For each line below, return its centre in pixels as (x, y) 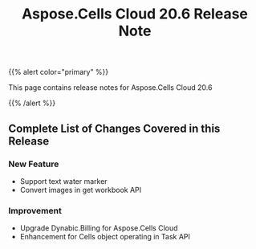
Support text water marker (63, 181)
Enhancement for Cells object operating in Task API (105, 237)
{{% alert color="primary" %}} (59, 72)
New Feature (34, 164)
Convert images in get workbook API (81, 190)
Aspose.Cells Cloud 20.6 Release (135, 14)
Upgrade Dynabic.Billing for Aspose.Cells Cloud (99, 228)
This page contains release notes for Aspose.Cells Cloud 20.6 (110, 88)
